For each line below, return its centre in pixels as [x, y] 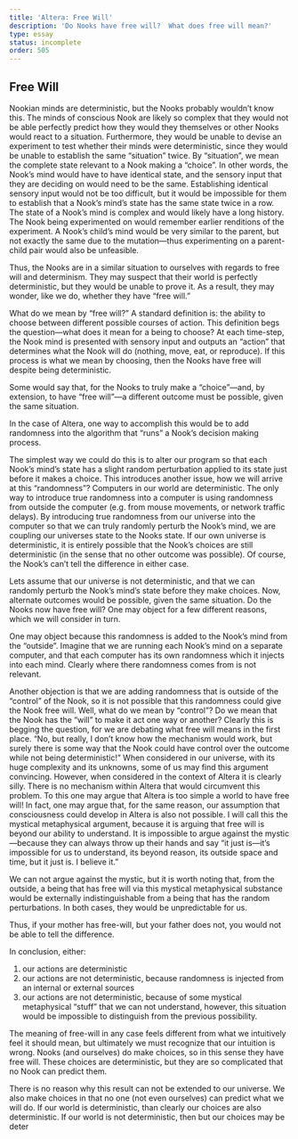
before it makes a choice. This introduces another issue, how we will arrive [146, 479]
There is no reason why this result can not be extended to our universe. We [147, 1088]
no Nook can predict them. [58, 1071]
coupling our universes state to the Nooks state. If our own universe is [138, 535]
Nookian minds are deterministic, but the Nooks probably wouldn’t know [141, 108]
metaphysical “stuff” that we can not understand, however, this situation [154, 1006]
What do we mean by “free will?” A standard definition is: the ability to [137, 313]
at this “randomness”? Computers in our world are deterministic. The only [144, 488]
